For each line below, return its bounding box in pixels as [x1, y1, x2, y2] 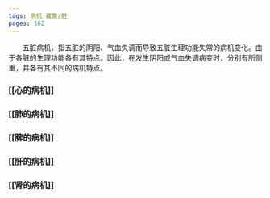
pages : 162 [8, 19, 45, 27]
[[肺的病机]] [8, 108, 55, 120]
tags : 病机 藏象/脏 [8, 11, 68, 20]
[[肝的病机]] [8, 156, 55, 167]
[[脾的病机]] [8, 133, 55, 144]
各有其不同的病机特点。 [29, 62, 107, 73]
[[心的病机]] [8, 85, 55, 96]
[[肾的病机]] [8, 179, 55, 191]
